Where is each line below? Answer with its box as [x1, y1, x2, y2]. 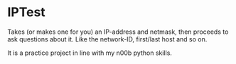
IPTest [7, 4, 46, 20]
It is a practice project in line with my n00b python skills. [7, 49, 173, 57]
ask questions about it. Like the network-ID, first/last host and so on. [7, 34, 208, 43]
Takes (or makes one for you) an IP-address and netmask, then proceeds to [7, 27, 229, 36]
